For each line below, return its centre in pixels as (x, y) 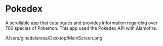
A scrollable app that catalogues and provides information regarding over (81, 23)
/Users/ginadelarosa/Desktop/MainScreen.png (54, 38)
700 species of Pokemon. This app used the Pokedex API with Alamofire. (81, 28)
